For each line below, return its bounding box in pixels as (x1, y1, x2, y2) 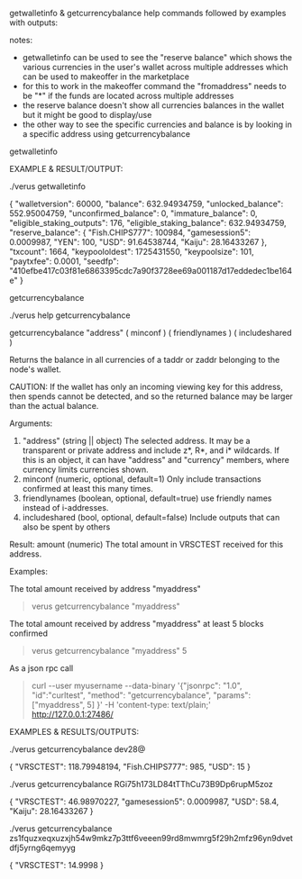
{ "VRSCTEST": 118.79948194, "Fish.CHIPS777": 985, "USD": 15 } (9, 761, 251, 772)
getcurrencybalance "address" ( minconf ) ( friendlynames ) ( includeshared (9, 328, 292, 338)
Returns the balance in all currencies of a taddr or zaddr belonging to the (9, 355, 280, 365)
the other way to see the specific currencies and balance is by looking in (22, 119, 293, 130)
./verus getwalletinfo (9, 181, 86, 192)
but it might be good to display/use (22, 110, 152, 120)
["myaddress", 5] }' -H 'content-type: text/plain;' (31, 700, 212, 710)
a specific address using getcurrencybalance (22, 129, 191, 139)
